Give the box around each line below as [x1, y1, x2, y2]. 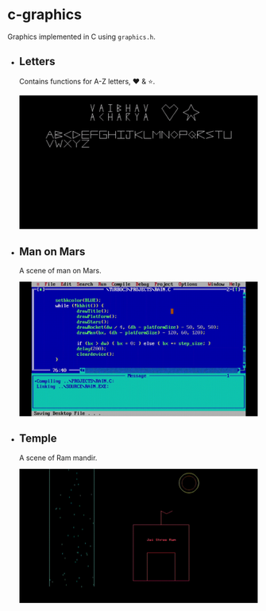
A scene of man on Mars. [18, 266, 102, 276]
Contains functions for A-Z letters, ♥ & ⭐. [18, 76, 156, 86]
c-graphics [7, 6, 83, 24]
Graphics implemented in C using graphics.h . [7, 32, 156, 41]
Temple [18, 431, 57, 446]
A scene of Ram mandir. [18, 453, 98, 462]
